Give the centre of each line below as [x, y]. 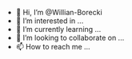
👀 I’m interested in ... [50, 21]
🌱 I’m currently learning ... [58, 29]
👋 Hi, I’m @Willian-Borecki [59, 12]
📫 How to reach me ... [53, 47]
